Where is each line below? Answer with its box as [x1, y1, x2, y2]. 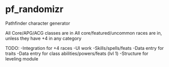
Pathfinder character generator [5, 20, 70, 26]
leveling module [5, 55, 39, 61]
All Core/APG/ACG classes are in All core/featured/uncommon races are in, [5, 30, 162, 36]
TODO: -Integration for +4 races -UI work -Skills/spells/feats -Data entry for [5, 45, 164, 51]
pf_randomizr [5, 4, 63, 15]
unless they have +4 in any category [5, 35, 82, 41]
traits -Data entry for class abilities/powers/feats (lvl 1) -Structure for [5, 50, 149, 56]
